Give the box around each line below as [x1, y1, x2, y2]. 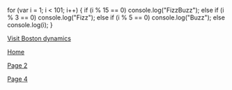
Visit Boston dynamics [7, 34, 72, 43]
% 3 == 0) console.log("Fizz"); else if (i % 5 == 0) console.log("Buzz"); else [7, 13, 225, 22]
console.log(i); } [7, 21, 54, 29]
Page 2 [7, 61, 28, 69]
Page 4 [7, 75, 28, 83]
